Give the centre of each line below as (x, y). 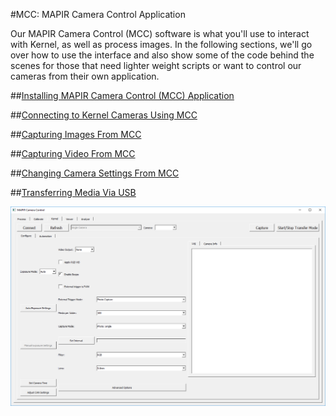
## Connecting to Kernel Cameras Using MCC (104, 115)
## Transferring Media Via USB (73, 192)
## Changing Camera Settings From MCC (95, 173)
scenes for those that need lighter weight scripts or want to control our (156, 65)
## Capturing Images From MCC (76, 134)
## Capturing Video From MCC (73, 153)
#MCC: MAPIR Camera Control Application (98, 14)
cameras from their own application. (85, 76)
